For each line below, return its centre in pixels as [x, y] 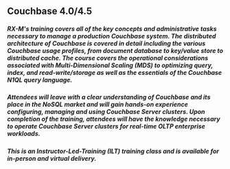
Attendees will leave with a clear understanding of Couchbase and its [109, 97]
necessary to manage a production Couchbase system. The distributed [112, 36]
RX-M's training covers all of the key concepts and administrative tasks [112, 29]
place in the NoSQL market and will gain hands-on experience [98, 104]
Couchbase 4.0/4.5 [50, 11]
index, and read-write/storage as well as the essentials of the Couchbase [115, 72]
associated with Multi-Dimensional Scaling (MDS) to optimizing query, [110, 65]
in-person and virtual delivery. [52, 158]
